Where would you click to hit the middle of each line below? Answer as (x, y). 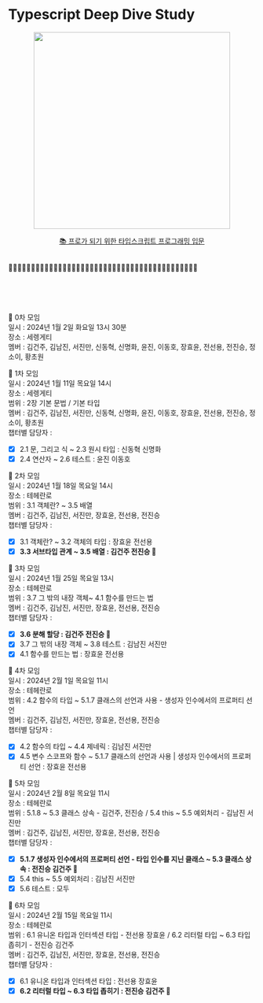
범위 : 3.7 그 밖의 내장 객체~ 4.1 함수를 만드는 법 (81, 598)
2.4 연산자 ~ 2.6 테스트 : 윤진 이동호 (75, 459)
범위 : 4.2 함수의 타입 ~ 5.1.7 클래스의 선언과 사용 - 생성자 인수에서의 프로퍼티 (126, 700)
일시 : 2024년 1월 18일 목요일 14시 (61, 486)
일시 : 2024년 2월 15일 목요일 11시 (60, 915)
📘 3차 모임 (24, 568)
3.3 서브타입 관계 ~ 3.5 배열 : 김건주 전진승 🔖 (88, 552)
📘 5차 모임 (24, 783)
